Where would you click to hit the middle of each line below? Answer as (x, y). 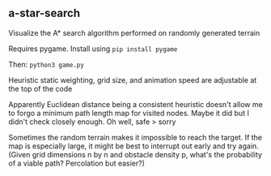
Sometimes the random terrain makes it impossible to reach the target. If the (135, 137)
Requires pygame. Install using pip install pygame (93, 49)
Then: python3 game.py (47, 64)
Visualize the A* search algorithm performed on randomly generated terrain (134, 32)
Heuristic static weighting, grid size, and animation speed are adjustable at (133, 79)
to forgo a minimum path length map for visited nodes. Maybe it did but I (129, 113)
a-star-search (44, 13)
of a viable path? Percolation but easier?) (77, 163)
